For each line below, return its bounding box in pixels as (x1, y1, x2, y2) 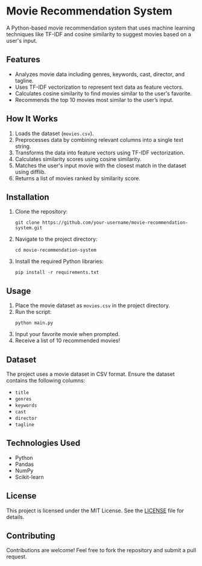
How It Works (6, 113, 58, 124)
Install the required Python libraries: (14, 258, 104, 265)
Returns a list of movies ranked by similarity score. (14, 174, 140, 182)
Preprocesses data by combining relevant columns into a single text (14, 136, 184, 143)
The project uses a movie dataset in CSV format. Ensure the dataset (6, 370, 175, 378)
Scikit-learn (14, 473, 44, 480)
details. (6, 513, 25, 520)
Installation (6, 192, 49, 202)
